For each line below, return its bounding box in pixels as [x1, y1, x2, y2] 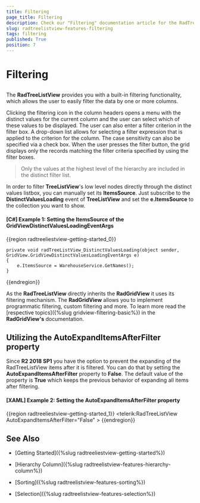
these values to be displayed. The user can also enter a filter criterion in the [6, 122, 192, 129]
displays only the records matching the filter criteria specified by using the [6, 147, 189, 155]
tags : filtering [6, 31, 46, 37]
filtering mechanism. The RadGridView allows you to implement [6, 296, 163, 303]
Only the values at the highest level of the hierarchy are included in [20, 165, 185, 172]
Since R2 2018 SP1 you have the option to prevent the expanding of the [6, 357, 181, 365]
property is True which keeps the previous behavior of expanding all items [6, 377, 189, 384]
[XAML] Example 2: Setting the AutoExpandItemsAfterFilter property [6, 397, 180, 404]
